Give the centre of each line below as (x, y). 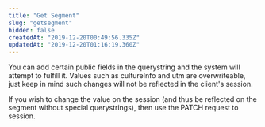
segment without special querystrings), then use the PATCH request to (123, 108)
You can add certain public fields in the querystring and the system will (124, 67)
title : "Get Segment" (44, 15)
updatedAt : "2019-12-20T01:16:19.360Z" (74, 45)
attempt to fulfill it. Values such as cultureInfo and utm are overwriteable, (127, 76)
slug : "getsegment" (40, 23)
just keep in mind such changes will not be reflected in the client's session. (131, 84)
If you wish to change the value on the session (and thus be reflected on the (133, 99)
